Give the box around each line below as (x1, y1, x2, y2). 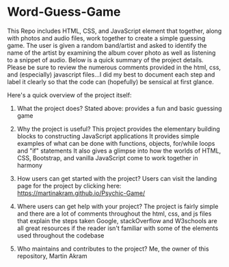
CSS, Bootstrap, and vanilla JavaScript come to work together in (16, 153, 198, 162)
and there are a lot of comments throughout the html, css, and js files (16, 209, 212, 218)
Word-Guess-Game (7, 4, 121, 20)
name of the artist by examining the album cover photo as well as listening (7, 49, 216, 57)
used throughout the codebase (16, 231, 105, 240)
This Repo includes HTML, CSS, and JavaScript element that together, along (7, 27, 222, 35)
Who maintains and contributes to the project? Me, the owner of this (16, 244, 210, 253)
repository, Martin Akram (16, 251, 87, 260)
